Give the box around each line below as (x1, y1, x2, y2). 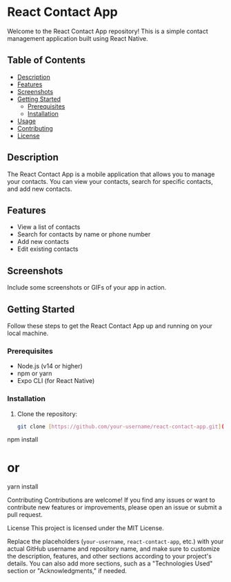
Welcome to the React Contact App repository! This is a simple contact (7, 27, 208, 35)
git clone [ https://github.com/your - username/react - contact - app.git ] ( (17, 423, 225, 430)
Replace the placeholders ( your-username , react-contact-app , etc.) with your (7, 537, 224, 546)
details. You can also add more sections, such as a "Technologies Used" (7, 559, 213, 567)
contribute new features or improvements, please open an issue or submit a (7, 503, 223, 511)
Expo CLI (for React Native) (17, 377, 95, 385)
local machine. (7, 329, 49, 337)
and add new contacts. (7, 185, 72, 193)
